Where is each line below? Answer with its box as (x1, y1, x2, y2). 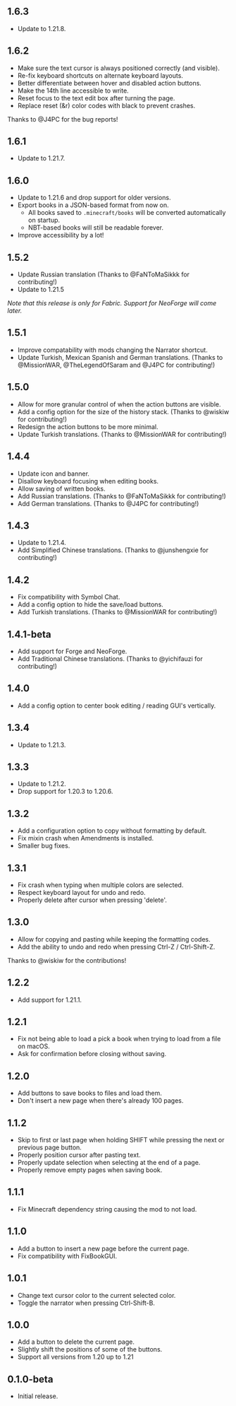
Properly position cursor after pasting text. (17, 1151, 141, 1159)
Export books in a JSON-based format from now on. (17, 201, 169, 209)
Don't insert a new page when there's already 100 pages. (17, 1096, 184, 1105)
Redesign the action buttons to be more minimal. (17, 422, 159, 430)
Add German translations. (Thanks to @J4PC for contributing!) (17, 499, 199, 508)
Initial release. (17, 1392, 58, 1400)
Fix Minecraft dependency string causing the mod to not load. (17, 1205, 197, 1213)
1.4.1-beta (7, 628, 51, 640)
